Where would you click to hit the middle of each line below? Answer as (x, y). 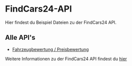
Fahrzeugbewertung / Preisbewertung (50, 49)
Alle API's (20, 38)
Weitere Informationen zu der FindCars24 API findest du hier (66, 59)
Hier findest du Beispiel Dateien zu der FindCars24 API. (61, 22)
